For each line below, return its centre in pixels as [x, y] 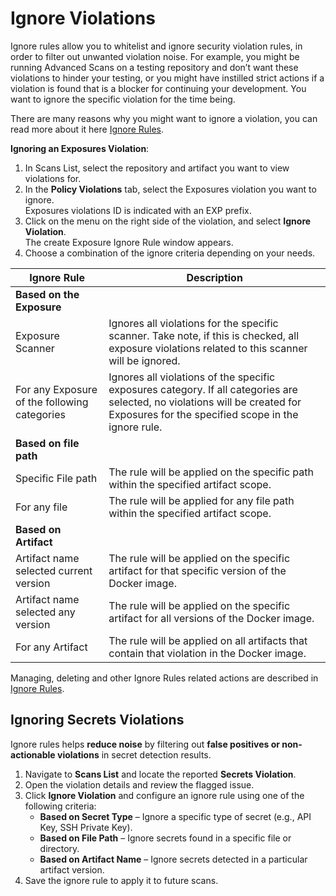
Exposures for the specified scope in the [203, 414]
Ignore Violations [83, 18]
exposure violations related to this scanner [208, 348]
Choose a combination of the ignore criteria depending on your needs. [170, 253]
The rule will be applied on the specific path [211, 472]
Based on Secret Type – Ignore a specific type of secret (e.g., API [175, 816]
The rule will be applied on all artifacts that [208, 640]
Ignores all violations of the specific [192, 377]
